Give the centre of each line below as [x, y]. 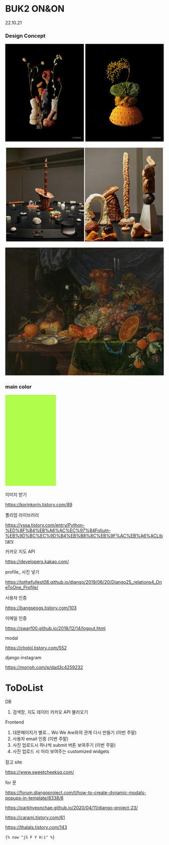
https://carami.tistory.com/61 [35, 818]
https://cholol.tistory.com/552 [36, 648]
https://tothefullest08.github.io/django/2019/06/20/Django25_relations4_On [84, 582]
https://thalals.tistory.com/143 [36, 827]
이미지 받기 [16, 495]
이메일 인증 [16, 618]
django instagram [23, 658]
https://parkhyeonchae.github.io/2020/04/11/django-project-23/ [72, 808]
